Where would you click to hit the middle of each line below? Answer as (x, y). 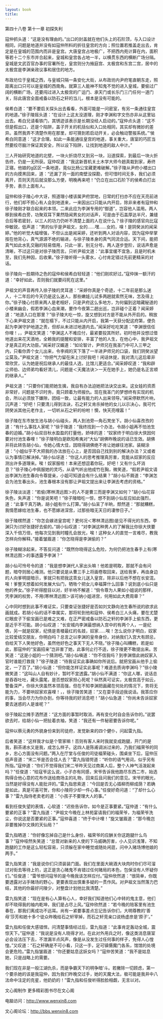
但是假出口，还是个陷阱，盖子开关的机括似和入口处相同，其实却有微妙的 (77, 127)
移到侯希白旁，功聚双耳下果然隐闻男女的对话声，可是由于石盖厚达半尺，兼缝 (81, 215)
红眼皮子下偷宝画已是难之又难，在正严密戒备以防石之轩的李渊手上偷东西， (79, 618)
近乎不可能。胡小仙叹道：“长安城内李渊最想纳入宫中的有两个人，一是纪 (80, 625)
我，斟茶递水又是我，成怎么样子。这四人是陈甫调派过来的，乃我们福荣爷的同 (81, 747)
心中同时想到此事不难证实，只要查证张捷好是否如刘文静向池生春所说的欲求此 (81, 606)
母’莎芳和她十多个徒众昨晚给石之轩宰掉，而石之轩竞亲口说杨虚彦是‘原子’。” (79, 917)
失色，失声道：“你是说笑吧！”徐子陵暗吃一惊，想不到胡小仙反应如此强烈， (79, 498)
